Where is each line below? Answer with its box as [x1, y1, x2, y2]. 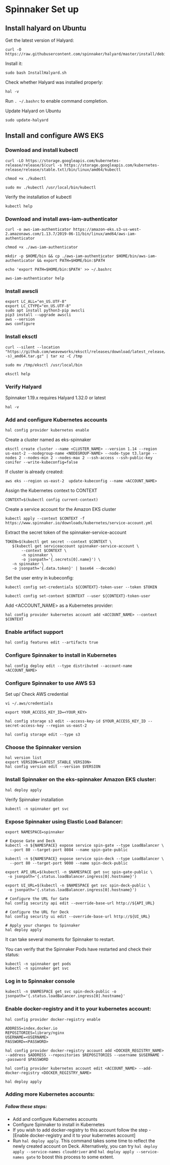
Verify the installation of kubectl [5, 194, 72, 200]
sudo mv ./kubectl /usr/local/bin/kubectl [5, 185, 96, 190]
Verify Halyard [5, 383, 42, 390]
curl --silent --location [5, 345, 60, 350]
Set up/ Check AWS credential [5, 691, 68, 697]
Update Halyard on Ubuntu [5, 108, 61, 114]
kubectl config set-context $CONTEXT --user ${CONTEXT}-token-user [5, 594, 151, 599]
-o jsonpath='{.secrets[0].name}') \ [21, 557, 101, 562]
